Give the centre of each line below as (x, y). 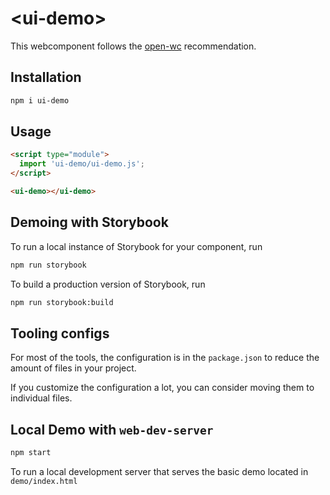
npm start (31, 453)
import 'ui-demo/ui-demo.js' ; (82, 164)
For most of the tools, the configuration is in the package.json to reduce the (165, 358)
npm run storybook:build (62, 302)
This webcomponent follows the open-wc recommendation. (133, 46)
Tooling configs (60, 333)
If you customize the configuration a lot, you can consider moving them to (162, 388)
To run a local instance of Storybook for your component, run (136, 246)
